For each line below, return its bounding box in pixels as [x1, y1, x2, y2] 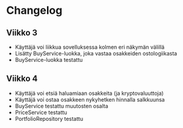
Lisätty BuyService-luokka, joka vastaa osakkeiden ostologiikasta [14, 50, 178, 57]
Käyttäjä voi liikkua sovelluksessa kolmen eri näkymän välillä [14, 43, 165, 50]
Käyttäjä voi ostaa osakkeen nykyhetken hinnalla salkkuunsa [14, 96, 165, 103]
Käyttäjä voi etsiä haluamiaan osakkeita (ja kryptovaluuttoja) [14, 90, 164, 97]
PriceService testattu [14, 109, 67, 116]
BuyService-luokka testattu [14, 56, 83, 63]
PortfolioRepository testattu [14, 115, 83, 122]
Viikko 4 [6, 73, 38, 84]
